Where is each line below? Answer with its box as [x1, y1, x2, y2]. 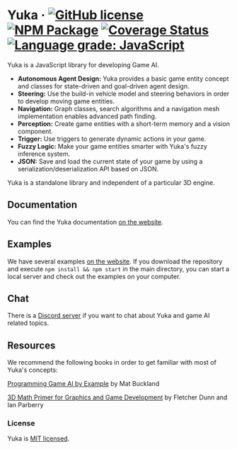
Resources [7, 339, 56, 351]
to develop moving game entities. [17, 96, 115, 106]
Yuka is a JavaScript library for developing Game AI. [7, 60, 159, 69]
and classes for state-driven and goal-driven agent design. [17, 81, 190, 90]
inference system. [17, 149, 71, 158]
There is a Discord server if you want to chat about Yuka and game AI [7, 312, 210, 320]
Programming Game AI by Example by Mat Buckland [7, 380, 160, 388]
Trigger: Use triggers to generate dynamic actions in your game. [17, 135, 207, 143]
